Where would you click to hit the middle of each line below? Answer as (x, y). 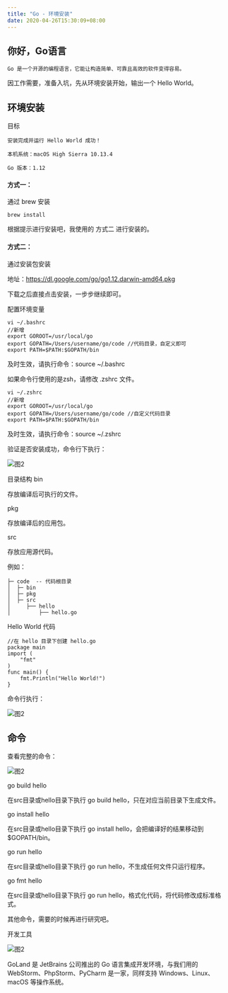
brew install (26, 215)
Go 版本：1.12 (26, 168)
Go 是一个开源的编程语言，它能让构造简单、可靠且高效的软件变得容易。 (96, 69)
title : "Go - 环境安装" (40, 14)
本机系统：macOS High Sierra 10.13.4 (60, 154)
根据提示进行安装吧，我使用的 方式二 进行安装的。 (80, 229)
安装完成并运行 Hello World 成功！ (54, 141)
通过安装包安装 (29, 263)
